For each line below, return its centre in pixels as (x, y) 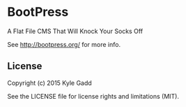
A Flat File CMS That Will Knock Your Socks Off (75, 31)
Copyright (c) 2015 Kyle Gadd (49, 83)
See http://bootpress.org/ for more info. (64, 44)
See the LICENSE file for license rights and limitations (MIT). (93, 96)
